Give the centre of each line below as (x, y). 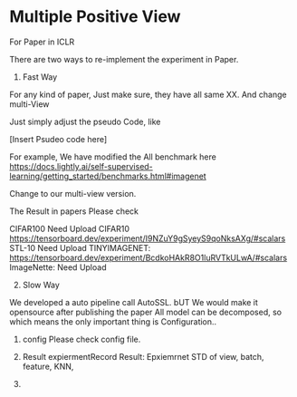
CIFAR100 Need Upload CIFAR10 (69, 228)
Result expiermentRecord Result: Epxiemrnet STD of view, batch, (143, 356)
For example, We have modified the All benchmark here (113, 157)
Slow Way (41, 285)
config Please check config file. (81, 339)
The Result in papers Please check (74, 211)
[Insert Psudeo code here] (58, 139)
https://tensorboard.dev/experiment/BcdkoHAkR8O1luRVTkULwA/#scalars (148, 257)
